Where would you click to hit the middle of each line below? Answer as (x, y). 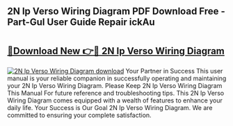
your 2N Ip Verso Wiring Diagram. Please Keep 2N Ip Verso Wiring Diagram (115, 85)
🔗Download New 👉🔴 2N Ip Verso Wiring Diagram (116, 51)
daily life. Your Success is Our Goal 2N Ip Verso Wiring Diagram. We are (110, 108)
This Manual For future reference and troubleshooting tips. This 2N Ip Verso (116, 93)
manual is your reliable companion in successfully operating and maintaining (117, 78)
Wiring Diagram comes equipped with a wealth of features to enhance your (115, 100)
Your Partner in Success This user (174, 71)
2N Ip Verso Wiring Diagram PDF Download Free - (116, 11)
